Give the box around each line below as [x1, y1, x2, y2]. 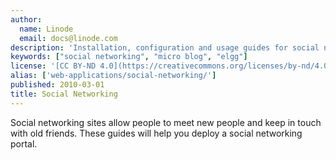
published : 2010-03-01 [10, 80, 105, 90]
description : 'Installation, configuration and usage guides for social [10, 42, 320, 53]
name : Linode [19, 24, 74, 34]
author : [10, 14, 43, 25]
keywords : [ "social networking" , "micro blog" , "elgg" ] [10, 52, 248, 62]
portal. [10, 137, 38, 150]
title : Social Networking [10, 89, 118, 99]
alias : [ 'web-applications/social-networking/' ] [10, 71, 217, 81]
